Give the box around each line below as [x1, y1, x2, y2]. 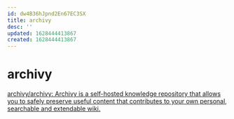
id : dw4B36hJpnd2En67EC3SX [7, 10, 86, 17]
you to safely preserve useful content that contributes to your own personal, [7, 97, 228, 106]
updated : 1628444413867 [7, 29, 77, 37]
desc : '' [7, 23, 33, 30]
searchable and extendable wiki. [7, 104, 101, 113]
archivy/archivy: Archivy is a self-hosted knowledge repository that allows [7, 90, 221, 98]
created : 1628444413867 [7, 36, 77, 43]
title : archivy [7, 17, 52, 24]
